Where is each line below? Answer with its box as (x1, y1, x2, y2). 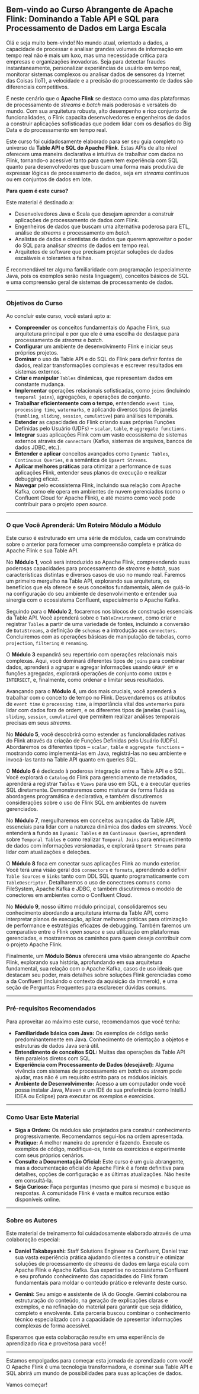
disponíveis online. (14, 1196, 61, 1203)
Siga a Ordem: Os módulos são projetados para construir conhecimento (14, 1127, 191, 1133)
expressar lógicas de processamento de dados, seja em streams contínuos (6, 169, 190, 176)
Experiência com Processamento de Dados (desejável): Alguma (14, 1061, 174, 1068)
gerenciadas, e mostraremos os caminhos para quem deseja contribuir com (6, 935, 191, 942)
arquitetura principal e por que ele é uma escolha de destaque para (14, 330, 179, 337)
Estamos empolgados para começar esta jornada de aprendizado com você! (6, 1357, 193, 1364)
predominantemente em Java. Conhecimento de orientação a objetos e (14, 1036, 189, 1043)
